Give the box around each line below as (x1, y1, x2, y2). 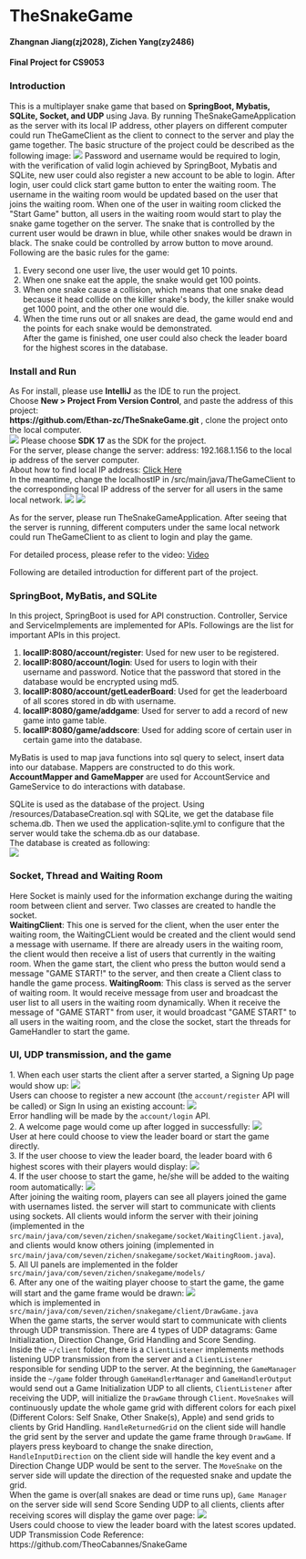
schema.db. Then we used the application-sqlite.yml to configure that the (9, 818, 285, 830)
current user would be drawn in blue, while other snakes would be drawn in (9, 227, 292, 238)
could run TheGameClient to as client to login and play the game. (9, 531, 253, 542)
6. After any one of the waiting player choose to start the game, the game (9, 1276, 285, 1287)
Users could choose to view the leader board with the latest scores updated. (9, 1519, 297, 1530)
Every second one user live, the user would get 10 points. (22, 264, 239, 275)
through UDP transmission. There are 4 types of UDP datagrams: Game (9, 1324, 278, 1336)
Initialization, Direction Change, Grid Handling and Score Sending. (9, 1334, 257, 1345)
